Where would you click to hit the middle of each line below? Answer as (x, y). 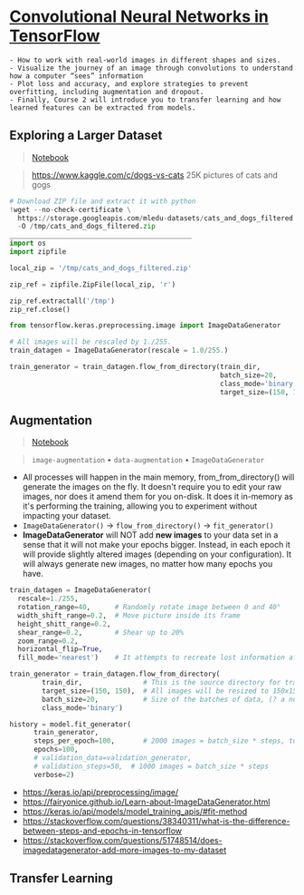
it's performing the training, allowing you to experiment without (140, 506)
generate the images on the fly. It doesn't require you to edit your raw (152, 487)
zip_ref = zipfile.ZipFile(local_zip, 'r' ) (93, 284)
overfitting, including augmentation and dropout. (107, 92)
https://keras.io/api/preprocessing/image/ (100, 792)
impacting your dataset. (66, 516)
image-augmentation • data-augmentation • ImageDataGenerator (148, 460)
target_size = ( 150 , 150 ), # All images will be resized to (156, 691)
